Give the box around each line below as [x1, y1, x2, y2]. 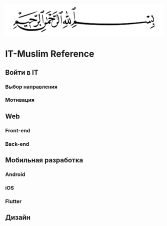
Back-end [5, 140, 29, 147]
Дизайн [5, 213, 31, 222]
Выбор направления [5, 83, 57, 90]
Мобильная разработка [5, 156, 83, 164]
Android [5, 171, 25, 178]
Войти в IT [5, 68, 38, 77]
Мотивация [5, 97, 35, 104]
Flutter [5, 197, 22, 204]
